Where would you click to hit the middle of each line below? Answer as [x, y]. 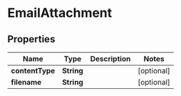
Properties [31, 39]
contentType [33, 71]
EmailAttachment [60, 13]
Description [110, 59]
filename [26, 82]
